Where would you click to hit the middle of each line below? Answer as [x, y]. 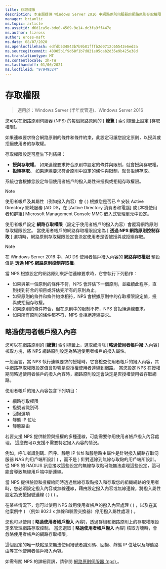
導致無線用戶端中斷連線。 [40, 472]
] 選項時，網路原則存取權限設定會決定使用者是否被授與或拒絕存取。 [79, 237]
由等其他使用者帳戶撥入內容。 [35, 551]
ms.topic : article [24, 24]
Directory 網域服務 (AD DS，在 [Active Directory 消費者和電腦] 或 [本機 [77, 207]
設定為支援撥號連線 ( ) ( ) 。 [33, 494]
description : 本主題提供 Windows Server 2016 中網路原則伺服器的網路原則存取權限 [83, 14]
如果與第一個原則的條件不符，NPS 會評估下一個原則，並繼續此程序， [82, 284]
